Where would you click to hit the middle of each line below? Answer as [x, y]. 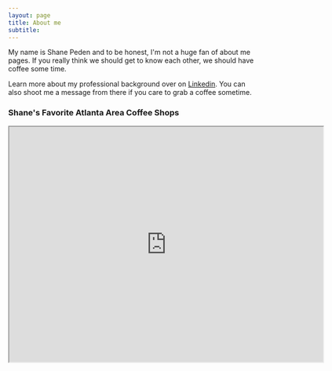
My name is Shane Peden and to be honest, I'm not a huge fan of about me [130, 53]
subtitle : [24, 30]
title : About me [35, 23]
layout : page [29, 15]
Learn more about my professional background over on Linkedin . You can [127, 84]
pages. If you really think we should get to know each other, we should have [131, 60]
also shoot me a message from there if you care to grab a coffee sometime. [130, 93]
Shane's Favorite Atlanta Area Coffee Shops [94, 113]
